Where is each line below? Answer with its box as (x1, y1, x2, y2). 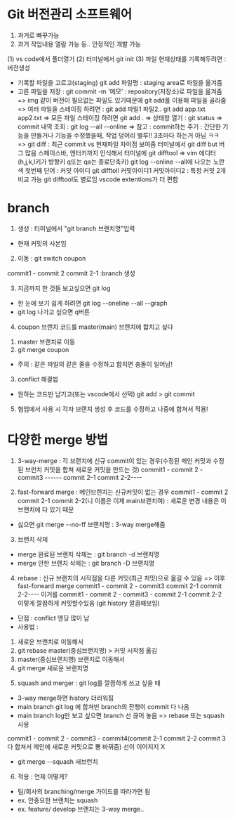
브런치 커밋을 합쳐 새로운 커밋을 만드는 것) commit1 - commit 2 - (25, 465, 203, 474)
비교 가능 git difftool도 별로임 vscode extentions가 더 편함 (17, 175, 179, 183)
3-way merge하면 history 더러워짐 (17, 694, 114, 702)
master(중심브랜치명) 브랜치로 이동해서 (17, 655, 125, 663)
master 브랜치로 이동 (17, 337, 76, 346)
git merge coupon (17, 345, 69, 353)
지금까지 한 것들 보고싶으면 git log (17, 284, 111, 292)
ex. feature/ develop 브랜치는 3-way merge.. (17, 805, 145, 813)
